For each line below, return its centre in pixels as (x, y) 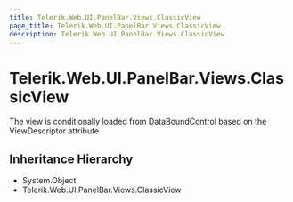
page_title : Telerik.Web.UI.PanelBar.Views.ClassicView (115, 26)
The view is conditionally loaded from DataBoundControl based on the (138, 122)
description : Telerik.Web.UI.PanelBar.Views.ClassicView (117, 34)
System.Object (49, 181)
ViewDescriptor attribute (54, 131)
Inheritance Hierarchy (71, 159)
